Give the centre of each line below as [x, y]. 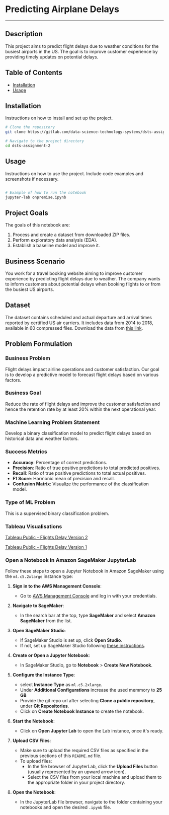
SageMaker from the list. [46, 621]
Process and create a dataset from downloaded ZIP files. [71, 235]
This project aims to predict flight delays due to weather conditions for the [82, 46]
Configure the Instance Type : [44, 675]
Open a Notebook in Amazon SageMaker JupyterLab [71, 560]
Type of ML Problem [30, 502]
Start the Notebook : [33, 721]
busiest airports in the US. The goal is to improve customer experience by [81, 51]
